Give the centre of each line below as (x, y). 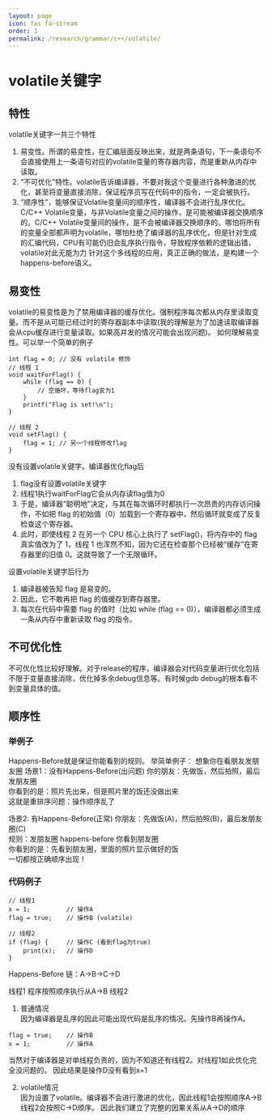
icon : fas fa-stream (43, 23)
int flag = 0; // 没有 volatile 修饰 (70, 360)
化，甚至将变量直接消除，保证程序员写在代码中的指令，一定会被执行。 (137, 192)
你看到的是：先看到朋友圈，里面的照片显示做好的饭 (93, 849)
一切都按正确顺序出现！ (47, 858)
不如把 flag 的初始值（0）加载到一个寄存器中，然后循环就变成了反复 (148, 514)
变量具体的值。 (40, 688)
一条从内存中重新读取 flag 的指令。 (78, 620)
